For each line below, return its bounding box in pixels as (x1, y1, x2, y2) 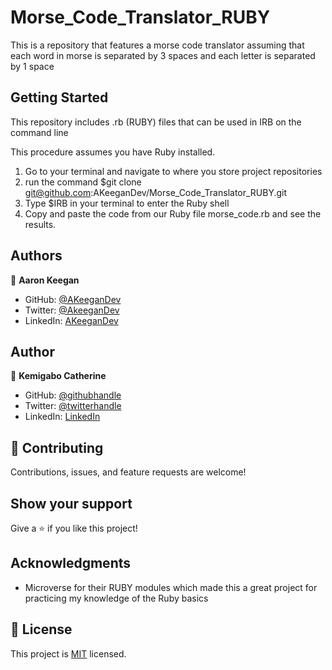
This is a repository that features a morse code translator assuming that (10, 39, 305, 51)
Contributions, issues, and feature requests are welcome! (10, 466, 247, 478)
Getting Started (10, 89, 109, 106)
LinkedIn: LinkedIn (24, 411, 101, 423)
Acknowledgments (10, 555, 132, 572)
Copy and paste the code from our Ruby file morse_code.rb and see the (24, 207, 322, 220)
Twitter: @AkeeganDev (24, 304, 120, 316)
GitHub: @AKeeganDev (24, 293, 122, 305)
